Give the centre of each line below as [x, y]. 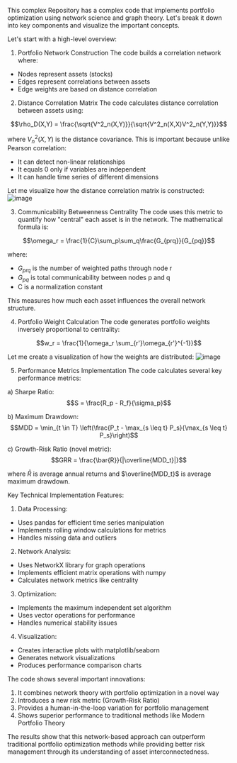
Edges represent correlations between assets [84, 82]
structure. [22, 308]
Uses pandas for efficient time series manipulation [91, 523]
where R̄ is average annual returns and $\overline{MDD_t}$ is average [109, 474]
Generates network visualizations [66, 658]
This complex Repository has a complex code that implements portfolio [111, 10]
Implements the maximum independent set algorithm [94, 608]
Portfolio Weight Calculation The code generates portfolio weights [114, 322]
